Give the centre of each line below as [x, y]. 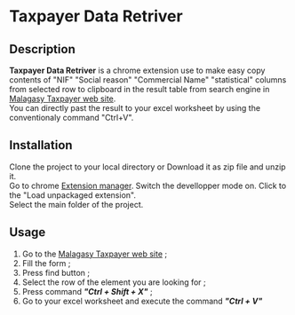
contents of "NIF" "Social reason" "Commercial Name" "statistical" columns [148, 80]
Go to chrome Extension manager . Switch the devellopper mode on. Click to [148, 185]
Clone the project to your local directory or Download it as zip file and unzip [147, 167]
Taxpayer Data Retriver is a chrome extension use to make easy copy [137, 70]
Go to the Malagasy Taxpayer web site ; [94, 254]
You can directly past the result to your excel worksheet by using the [135, 108]
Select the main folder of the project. [76, 204]
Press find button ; [56, 272]
